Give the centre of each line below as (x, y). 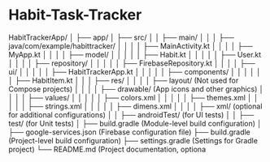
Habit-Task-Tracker (75, 15)
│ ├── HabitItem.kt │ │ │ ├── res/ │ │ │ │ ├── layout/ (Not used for (124, 80)
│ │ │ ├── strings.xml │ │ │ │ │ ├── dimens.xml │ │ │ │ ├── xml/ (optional (135, 106)
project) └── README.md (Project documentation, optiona (107, 149)
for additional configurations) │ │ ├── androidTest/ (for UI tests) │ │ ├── (131, 114)
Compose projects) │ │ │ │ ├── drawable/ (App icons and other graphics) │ (136, 89)
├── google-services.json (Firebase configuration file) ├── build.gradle (129, 132)
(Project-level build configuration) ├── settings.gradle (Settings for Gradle (133, 140)
